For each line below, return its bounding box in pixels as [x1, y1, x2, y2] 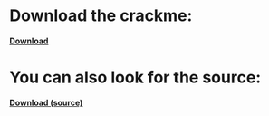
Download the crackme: [9, 5, 193, 26]
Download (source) [9, 97, 83, 108]
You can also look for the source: [9, 67, 262, 88]
